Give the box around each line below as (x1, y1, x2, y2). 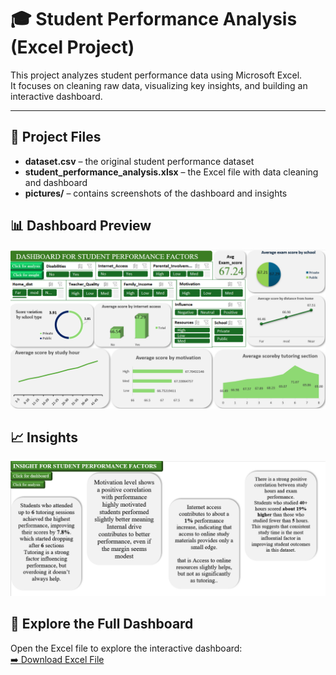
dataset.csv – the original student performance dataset (24, 155, 255, 167)
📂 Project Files (10, 129, 102, 146)
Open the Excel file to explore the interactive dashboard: (10, 642, 243, 654)
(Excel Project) (10, 36, 135, 59)
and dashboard (24, 176, 88, 188)
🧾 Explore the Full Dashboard (10, 616, 194, 633)
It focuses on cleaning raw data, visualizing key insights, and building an (10, 79, 308, 91)
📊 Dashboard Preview (10, 217, 152, 235)
